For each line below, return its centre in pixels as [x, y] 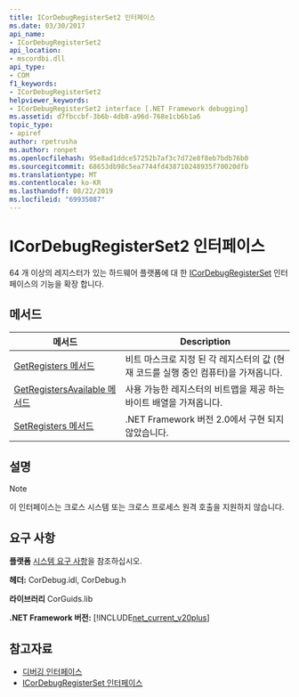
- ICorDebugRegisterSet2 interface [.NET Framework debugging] [129, 109]
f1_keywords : [33, 84]
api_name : [28, 34]
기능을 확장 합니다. [72, 284]
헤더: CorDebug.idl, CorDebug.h [68, 580]
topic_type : [31, 126]
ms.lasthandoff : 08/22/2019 [61, 191]
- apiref [25, 134]
